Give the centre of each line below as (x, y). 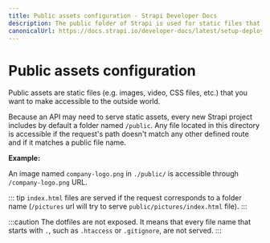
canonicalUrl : (32, 31)
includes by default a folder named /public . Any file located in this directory (134, 126)
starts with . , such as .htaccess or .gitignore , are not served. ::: (115, 231)
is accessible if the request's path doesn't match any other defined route (129, 134)
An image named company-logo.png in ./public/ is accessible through (124, 174)
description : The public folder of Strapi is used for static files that (135, 23)
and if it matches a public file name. (67, 142)
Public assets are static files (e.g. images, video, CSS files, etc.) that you (128, 93)
